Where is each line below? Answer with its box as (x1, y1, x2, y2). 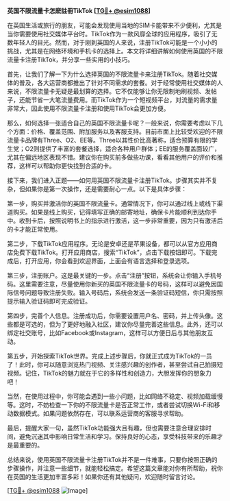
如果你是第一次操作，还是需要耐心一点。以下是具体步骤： (25, 185, 187, 193)
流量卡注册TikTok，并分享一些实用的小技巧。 (7, 56, 134, 64)
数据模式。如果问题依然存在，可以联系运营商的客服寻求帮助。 (12, 409, 187, 417)
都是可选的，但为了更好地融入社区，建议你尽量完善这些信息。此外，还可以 (12, 320, 223, 328)
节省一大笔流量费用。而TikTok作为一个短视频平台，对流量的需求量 (30, 96, 218, 103)
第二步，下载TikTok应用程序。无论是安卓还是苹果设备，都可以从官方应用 (7, 240, 212, 247)
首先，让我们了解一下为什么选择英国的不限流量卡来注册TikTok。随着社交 (7, 70, 212, 78)
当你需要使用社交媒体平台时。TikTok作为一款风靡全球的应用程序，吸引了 (7, 30, 212, 38)
